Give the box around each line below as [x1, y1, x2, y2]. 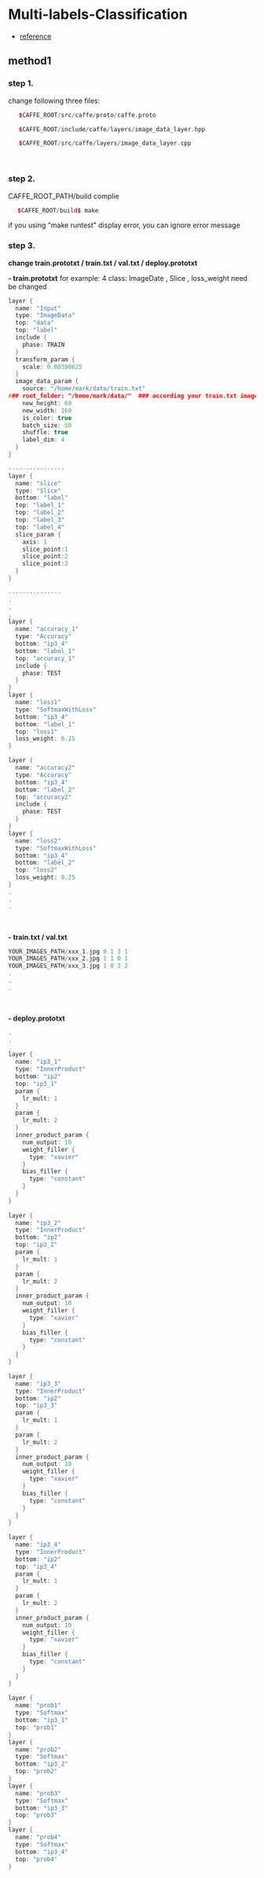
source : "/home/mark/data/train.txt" [22, 385, 146, 393]
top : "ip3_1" [15, 1079, 58, 1087]
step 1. [8, 78, 34, 89]
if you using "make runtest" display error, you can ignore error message [8, 220, 241, 230]
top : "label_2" [15, 509, 65, 517]
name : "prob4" [15, 1833, 61, 1842]
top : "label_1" [15, 501, 65, 509]
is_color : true [22, 414, 72, 422]
